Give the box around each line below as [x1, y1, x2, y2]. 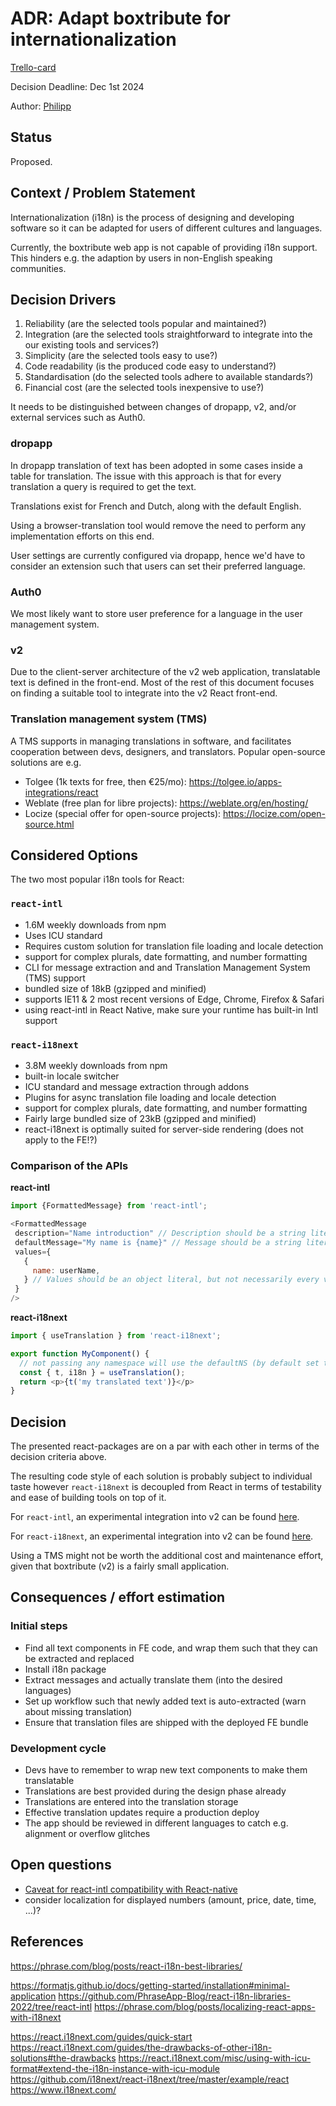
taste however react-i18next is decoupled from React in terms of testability [10, 1481, 322, 1493]
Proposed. [10, 155, 53, 167]
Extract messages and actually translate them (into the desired [24, 1673, 283, 1686]
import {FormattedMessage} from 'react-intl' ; [10, 1201, 208, 1211]
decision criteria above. [10, 1451, 107, 1463]
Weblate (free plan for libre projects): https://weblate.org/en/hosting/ [24, 797, 309, 809]
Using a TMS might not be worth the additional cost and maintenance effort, [10, 1550, 324, 1562]
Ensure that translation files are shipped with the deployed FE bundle [24, 1716, 309, 1728]
